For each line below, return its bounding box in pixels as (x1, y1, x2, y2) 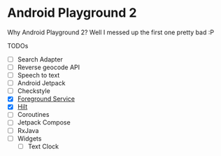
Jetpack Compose (17, 118, 71, 127)
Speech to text (17, 71, 60, 80)
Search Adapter (17, 55, 63, 64)
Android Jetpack (17, 79, 66, 87)
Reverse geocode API (17, 63, 80, 71)
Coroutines (17, 111, 50, 119)
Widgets (17, 134, 42, 143)
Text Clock (27, 142, 59, 150)
